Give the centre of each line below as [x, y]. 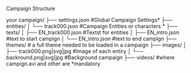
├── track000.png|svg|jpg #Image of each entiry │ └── [75, 51]
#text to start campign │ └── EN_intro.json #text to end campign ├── [91, 39]
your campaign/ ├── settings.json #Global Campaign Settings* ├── [89, 20]
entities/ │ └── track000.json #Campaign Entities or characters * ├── [92, 26]
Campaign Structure [31, 9]
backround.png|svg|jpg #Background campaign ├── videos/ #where [90, 57]
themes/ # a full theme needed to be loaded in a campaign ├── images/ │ [96, 45]
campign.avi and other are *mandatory [53, 64]
